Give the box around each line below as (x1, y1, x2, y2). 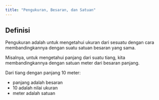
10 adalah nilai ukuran (12, 85, 58, 91)
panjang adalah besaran (12, 79, 63, 86)
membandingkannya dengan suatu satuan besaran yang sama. (5, 45, 136, 51)
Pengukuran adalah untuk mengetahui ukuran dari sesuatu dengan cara (5, 39, 154, 45)
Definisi (5, 26, 30, 35)
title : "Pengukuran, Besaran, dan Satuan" (5, 7, 96, 13)
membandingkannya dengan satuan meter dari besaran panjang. (5, 60, 140, 66)
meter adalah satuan (12, 90, 56, 96)
